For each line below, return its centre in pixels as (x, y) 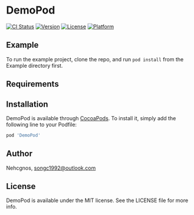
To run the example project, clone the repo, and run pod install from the (95, 59)
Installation (27, 104)
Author (19, 154)
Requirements (32, 84)
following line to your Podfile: (42, 124)
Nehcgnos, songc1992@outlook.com (51, 168)
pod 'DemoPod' (24, 135)
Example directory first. (34, 65)
